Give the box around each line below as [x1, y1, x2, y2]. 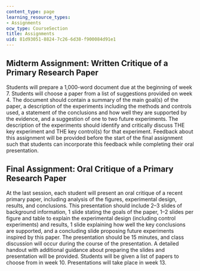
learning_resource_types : [6, 14, 70, 20]
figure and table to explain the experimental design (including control [6, 214, 176, 222]
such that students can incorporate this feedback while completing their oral [6, 141, 194, 148]
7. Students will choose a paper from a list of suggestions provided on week [6, 90, 193, 97]
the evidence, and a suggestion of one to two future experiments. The [6, 115, 179, 122]
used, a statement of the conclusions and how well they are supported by [6, 108, 187, 116]
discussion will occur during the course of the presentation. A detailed [6, 239, 179, 247]
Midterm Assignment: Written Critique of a [6, 58, 168, 68]
